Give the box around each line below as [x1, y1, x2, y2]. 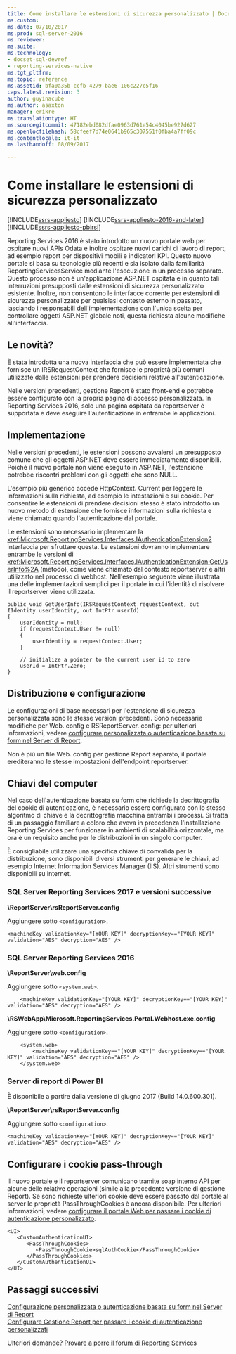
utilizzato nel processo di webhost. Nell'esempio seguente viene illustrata [7, 572, 220, 581]
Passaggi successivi [7, 1284, 100, 1296]
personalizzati [7, 1324, 48, 1333]
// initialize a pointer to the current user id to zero [20, 656, 190, 663]
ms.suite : [7, 43, 37, 50]
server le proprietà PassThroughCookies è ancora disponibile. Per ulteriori [7, 1199, 222, 1208]
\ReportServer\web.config [7, 968, 86, 977]
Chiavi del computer [7, 778, 98, 789]
